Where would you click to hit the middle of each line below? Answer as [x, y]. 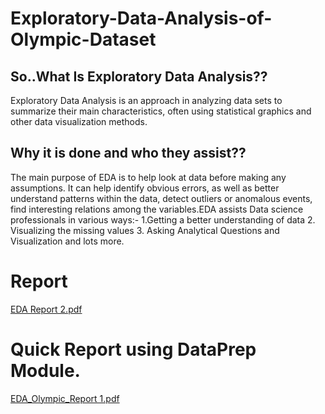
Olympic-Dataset [83, 39]
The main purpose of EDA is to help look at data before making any [148, 177]
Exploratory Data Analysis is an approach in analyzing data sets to [146, 100]
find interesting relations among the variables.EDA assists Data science [157, 209]
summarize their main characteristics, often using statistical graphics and [161, 111]
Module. [45, 370]
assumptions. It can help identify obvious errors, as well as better [145, 188]
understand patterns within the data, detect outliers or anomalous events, [161, 198]
